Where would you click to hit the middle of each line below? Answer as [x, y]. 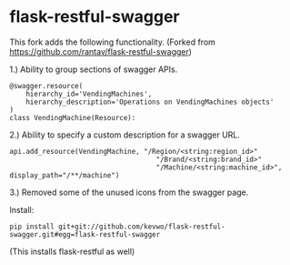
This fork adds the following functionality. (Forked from [113, 42]
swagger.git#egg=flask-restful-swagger [85, 234]
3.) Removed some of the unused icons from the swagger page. [129, 192]
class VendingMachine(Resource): [73, 117]
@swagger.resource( [46, 86]
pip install [32, 226]
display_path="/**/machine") [65, 175]
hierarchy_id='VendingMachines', [89, 94]
